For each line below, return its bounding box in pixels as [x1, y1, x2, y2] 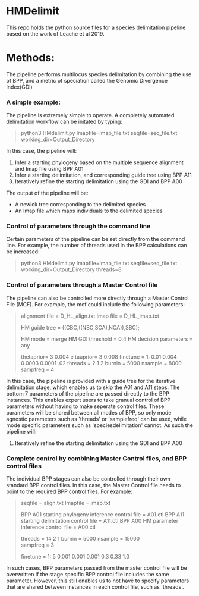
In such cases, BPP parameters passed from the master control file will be [6, 564, 187, 572]
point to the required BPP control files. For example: [6, 488, 132, 495]
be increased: [6, 248, 40, 255]
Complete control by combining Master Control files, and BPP [6, 454, 187, 462]
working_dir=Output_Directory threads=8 [20, 266, 122, 273]
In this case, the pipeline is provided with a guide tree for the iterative [6, 377, 176, 384]
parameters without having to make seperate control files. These [6, 403, 165, 410]
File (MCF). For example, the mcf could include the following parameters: [6, 300, 185, 308]
